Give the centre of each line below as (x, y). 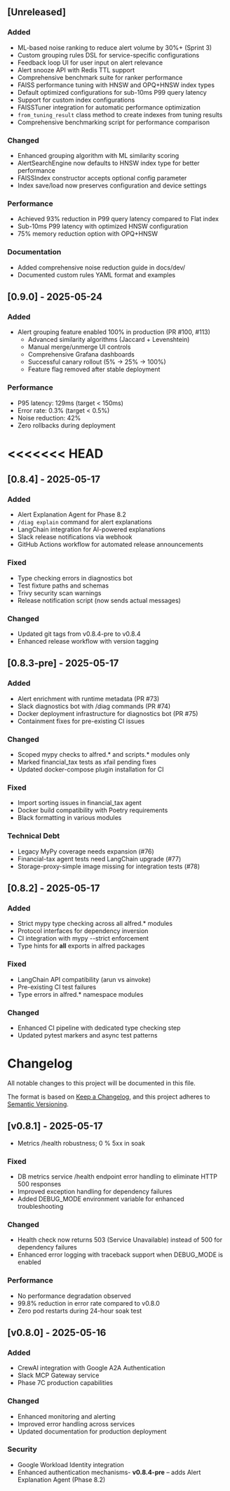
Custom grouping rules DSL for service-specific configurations (108, 55)
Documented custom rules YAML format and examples (96, 274)
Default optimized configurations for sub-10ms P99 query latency (112, 92)
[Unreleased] (37, 12)
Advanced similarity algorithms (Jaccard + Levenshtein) (109, 340)
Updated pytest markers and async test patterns (87, 1035)
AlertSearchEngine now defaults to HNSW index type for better (108, 163)
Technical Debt (34, 836)
